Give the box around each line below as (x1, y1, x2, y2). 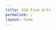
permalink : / (5, 12, 33, 17)
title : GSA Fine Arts (5, 7, 51, 13)
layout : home (5, 17, 33, 22)
